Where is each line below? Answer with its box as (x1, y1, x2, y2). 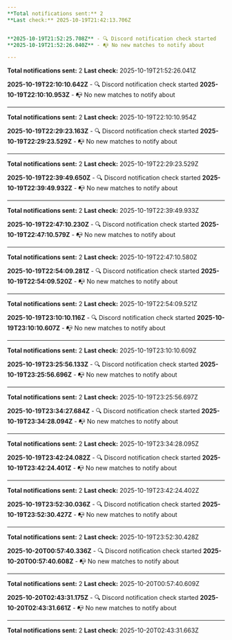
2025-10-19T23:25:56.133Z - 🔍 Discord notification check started (7, 360, 199, 368)
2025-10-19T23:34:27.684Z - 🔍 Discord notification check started (7, 407, 200, 415)
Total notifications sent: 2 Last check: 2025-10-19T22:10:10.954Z (7, 113, 197, 122)
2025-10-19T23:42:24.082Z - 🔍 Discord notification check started (7, 453, 201, 462)
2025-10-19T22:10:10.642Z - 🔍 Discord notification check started (7, 80, 199, 88)
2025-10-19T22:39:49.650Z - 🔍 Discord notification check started (7, 173, 201, 182)
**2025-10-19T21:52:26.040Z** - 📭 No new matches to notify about (7, 41, 205, 48)
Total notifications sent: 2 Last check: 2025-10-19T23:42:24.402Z (7, 487, 200, 495)
